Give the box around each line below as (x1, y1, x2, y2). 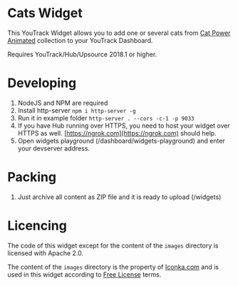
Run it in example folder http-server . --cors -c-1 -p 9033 (17, 113, 195, 122)
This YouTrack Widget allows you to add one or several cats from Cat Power (7, 29, 231, 37)
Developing (7, 75, 77, 91)
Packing (7, 169, 57, 185)
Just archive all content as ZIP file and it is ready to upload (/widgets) (17, 193, 222, 201)
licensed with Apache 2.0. (7, 248, 84, 257)
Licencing (7, 218, 68, 233)
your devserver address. (17, 144, 90, 153)
